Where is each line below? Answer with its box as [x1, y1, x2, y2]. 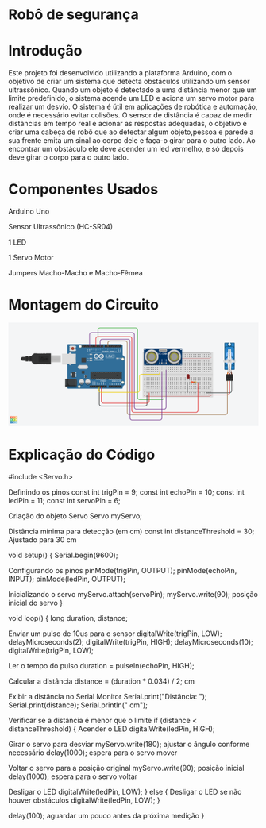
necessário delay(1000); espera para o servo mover [8, 748, 178, 757]
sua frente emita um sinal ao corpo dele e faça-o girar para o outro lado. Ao [8, 136, 256, 145]
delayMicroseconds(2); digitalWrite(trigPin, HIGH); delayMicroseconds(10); [8, 637, 254, 647]
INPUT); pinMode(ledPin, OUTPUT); [8, 574, 125, 584]
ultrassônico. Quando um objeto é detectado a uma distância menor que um [8, 85, 257, 94]
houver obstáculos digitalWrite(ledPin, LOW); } [8, 795, 160, 805]
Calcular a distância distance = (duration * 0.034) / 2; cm [8, 676, 195, 686]
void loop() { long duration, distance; [8, 614, 129, 623]
